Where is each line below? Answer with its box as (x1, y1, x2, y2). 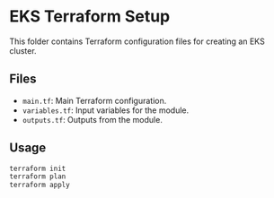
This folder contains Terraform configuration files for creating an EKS (9, 36, 265, 47)
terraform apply (9, 181, 70, 190)
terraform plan (9, 172, 66, 181)
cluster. (9, 45, 38, 56)
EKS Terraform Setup (9, 6, 171, 27)
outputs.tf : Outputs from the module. (22, 114, 164, 125)
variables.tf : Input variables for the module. (22, 105, 190, 116)
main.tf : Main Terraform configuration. (22, 95, 167, 106)
